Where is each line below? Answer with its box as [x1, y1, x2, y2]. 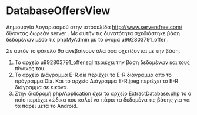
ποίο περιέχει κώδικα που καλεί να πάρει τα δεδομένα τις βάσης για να [14, 96, 190, 103]
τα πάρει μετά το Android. [14, 102, 78, 109]
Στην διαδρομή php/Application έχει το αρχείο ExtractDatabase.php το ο [14, 90, 192, 97]
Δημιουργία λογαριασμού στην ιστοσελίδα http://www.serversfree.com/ [6, 23, 183, 31]
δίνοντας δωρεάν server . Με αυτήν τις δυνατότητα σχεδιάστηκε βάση [6, 29, 181, 36]
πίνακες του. [14, 65, 46, 72]
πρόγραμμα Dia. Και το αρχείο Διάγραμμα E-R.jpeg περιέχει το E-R [14, 77, 178, 84]
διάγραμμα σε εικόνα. [14, 83, 69, 90]
